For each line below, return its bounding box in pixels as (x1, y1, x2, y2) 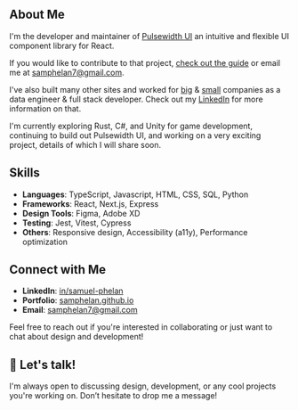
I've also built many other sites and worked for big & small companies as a (9, 84, 281, 94)
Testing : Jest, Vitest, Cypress (21, 217, 132, 228)
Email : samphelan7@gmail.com (21, 305, 138, 316)
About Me (9, 7, 65, 22)
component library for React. (9, 40, 115, 51)
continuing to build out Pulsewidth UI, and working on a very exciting (9, 129, 262, 141)
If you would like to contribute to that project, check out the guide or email (9, 57, 281, 68)
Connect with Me (9, 262, 107, 277)
